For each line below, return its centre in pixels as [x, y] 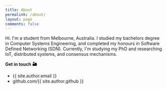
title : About [19, 10]
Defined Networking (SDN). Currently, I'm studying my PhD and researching [83, 49]
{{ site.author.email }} [34, 76]
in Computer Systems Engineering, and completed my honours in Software [82, 44]
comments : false [22, 24]
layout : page [19, 19]
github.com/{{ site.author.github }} [48, 81]
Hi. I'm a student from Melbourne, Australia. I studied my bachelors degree [82, 38]
